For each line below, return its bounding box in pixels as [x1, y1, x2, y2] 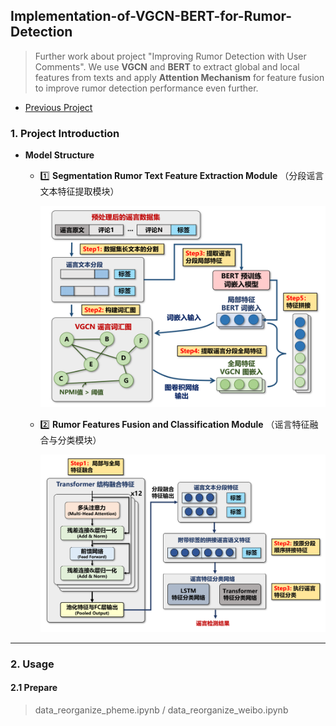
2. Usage [10, 657, 55, 671]
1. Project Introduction [10, 126, 120, 140]
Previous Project [24, 101, 93, 113]
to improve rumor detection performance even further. [34, 82, 259, 94]
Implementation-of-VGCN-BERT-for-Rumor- [10, 8, 293, 25]
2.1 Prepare [10, 682, 58, 694]
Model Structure [24, 149, 95, 161]
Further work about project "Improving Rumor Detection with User [34, 50, 307, 62]
